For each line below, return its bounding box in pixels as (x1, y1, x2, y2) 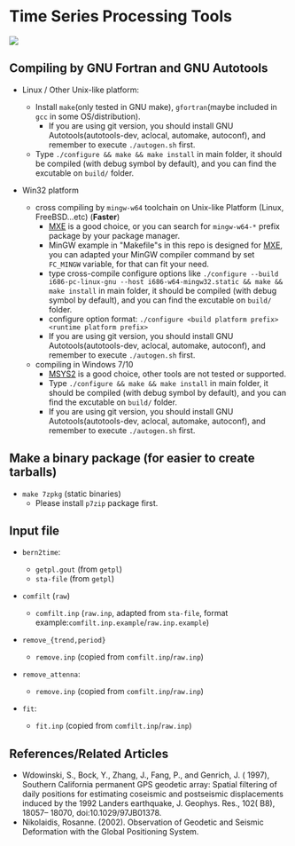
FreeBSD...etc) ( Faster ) (35, 211, 120, 222)
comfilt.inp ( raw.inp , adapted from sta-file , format (35, 608, 229, 619)
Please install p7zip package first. (35, 497, 159, 508)
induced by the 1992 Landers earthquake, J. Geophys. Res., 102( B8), (21, 798, 276, 809)
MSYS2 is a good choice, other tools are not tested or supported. (48, 368, 286, 379)
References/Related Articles (9, 746, 169, 761)
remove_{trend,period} (21, 636, 106, 645)
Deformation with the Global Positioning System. (21, 826, 199, 837)
